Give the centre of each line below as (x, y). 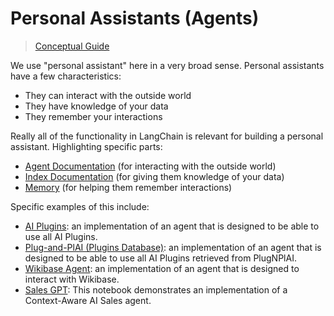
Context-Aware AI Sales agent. (88, 300)
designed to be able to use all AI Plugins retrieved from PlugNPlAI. (160, 258)
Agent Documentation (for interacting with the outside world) (150, 166)
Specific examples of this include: (80, 206)
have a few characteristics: (66, 76)
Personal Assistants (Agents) (135, 18)
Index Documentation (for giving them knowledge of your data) (154, 176)
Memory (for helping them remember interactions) (128, 187)
